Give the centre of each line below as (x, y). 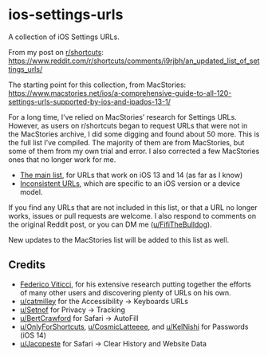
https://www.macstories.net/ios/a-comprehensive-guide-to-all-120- (120, 93)
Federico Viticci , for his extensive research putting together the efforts (135, 284)
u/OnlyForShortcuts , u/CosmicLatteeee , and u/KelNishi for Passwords (134, 326)
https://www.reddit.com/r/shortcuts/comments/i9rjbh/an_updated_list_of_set (134, 61)
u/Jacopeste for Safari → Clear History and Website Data (113, 343)
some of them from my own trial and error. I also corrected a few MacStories (134, 151)
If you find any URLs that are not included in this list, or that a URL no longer (133, 207)
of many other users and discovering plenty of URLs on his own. (125, 292)
